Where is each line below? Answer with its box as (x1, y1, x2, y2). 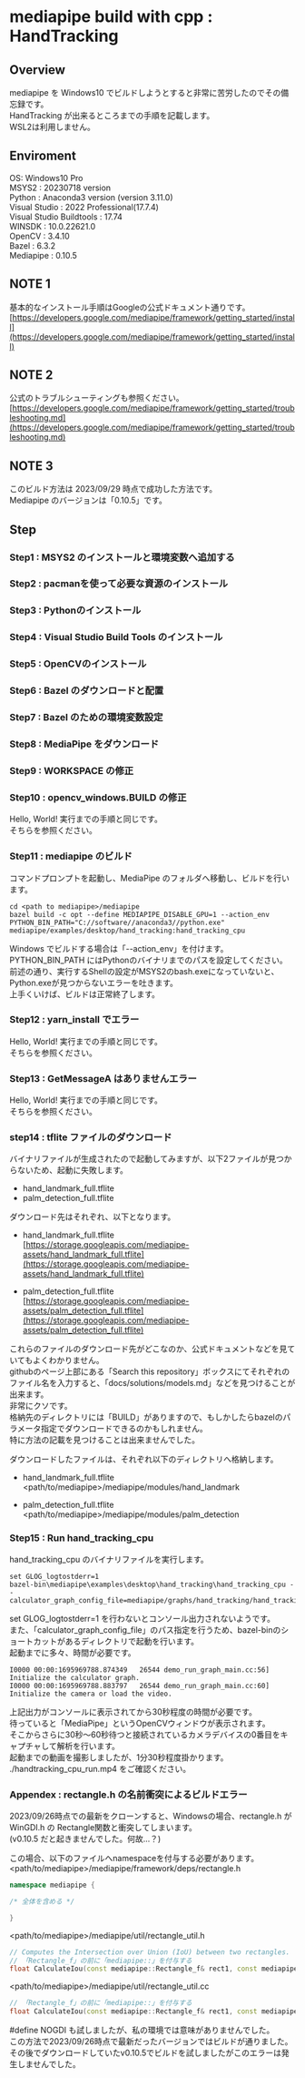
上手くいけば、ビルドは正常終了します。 (9, 988, 161, 999)
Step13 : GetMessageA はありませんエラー (9, 1072, 198, 1085)
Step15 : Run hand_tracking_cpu (9, 1532, 154, 1544)
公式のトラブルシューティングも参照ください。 (9, 392, 184, 403)
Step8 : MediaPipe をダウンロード (9, 738, 160, 750)
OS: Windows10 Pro (9, 172, 84, 183)
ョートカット (9, 1635, 57, 1646)
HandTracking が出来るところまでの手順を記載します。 (9, 110, 215, 120)
